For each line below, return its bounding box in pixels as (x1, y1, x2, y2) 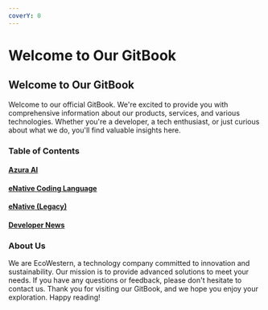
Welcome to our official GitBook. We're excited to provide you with (8, 100, 229, 109)
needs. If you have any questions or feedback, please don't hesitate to (8, 275, 242, 285)
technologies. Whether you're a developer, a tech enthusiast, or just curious (8, 116, 260, 126)
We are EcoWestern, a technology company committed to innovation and (8, 259, 250, 268)
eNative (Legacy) (8, 202, 68, 211)
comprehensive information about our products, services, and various (8, 108, 240, 117)
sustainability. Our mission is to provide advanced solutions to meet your (8, 267, 249, 277)
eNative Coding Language (8, 183, 97, 193)
